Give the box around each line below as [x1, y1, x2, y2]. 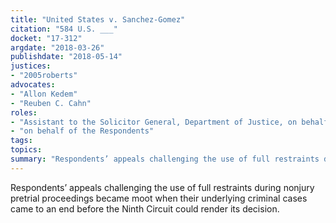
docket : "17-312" [10, 33, 83, 43]
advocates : [10, 80, 56, 90]
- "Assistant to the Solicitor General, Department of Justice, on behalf [10, 117, 329, 127]
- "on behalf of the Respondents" [10, 126, 155, 136]
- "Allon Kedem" [10, 89, 78, 99]
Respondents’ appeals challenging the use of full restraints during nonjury [10, 181, 315, 193]
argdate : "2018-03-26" [10, 42, 105, 53]
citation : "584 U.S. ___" [10, 24, 118, 34]
